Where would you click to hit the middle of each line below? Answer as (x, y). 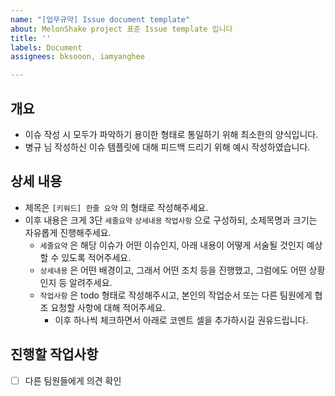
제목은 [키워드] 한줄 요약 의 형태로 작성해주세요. (116, 207)
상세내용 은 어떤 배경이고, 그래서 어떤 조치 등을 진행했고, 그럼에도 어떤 (173, 270)
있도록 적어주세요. (96, 257)
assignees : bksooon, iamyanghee (77, 57)
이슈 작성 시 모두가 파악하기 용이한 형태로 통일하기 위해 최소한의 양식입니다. (171, 134)
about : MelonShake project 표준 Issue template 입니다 (121, 29)
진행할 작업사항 (54, 354)
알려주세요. (91, 282)
